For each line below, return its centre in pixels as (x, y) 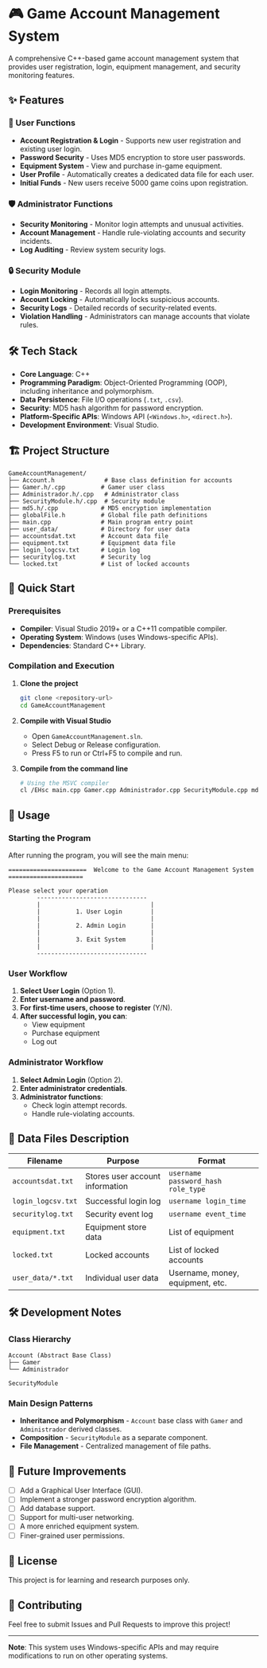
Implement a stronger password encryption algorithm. (108, 1499)
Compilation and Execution (62, 666)
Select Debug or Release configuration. (96, 744)
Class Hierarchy (40, 1339)
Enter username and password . (72, 999)
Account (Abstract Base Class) (60, 1356)
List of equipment (201, 1232)
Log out (44, 1042)
